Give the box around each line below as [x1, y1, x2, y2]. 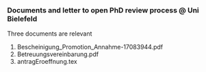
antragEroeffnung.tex [16, 58, 77, 66]
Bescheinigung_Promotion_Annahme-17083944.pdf [16, 43, 164, 51]
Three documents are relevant [7, 29, 92, 38]
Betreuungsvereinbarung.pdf [16, 50, 99, 58]
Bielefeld [7, 14, 38, 23]
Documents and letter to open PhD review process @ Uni [7, 5, 200, 15]
